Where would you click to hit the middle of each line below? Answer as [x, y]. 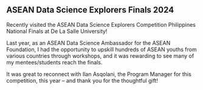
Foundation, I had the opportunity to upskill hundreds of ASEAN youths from [101, 49]
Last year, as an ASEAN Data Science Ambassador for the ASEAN [88, 43]
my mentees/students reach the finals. [54, 62]
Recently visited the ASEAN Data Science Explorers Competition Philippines [101, 24]
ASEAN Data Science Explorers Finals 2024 [90, 10]
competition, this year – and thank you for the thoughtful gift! [82, 80]
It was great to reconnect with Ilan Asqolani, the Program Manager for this [99, 74]
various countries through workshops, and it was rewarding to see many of [100, 56]
